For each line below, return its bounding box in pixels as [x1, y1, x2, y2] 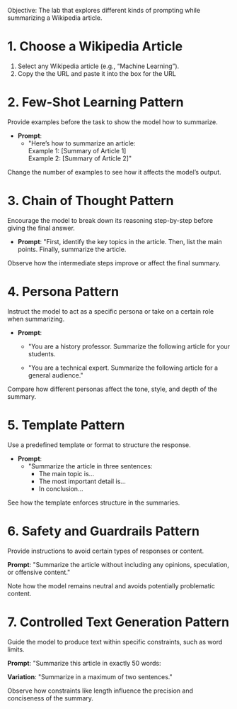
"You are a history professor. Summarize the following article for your [28, 342, 231, 351]
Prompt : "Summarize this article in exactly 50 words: [7, 659, 161, 667]
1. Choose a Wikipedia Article [7, 38, 183, 55]
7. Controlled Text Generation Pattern [7, 614, 230, 630]
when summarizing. [7, 314, 65, 323]
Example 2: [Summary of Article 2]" [28, 154, 132, 163]
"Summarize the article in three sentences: [28, 461, 153, 471]
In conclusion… [38, 484, 83, 493]
